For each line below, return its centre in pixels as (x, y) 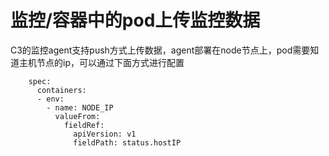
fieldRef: (84, 125)
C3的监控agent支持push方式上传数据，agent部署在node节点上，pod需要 (160, 50)
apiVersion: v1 (105, 134)
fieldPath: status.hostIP (127, 142)
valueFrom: (77, 116)
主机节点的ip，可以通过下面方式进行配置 (101, 62)
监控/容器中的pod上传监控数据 (135, 20)
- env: (50, 99)
